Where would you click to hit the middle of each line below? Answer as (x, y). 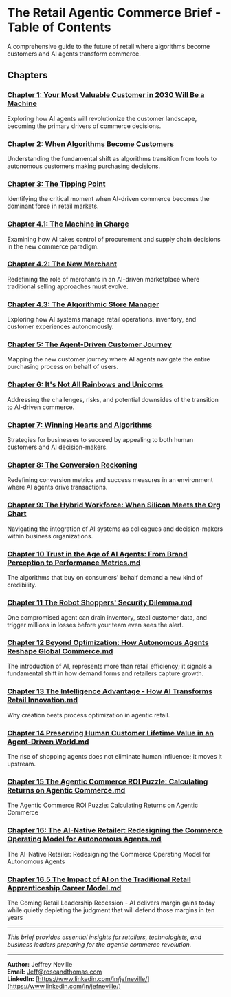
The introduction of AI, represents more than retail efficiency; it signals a (110, 667)
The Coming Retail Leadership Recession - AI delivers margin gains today (111, 903)
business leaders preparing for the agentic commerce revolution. (99, 944)
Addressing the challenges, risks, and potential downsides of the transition (113, 399)
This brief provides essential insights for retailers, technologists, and (104, 937)
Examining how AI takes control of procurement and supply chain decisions (114, 239)
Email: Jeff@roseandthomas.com (55, 972)
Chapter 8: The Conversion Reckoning (72, 465)
